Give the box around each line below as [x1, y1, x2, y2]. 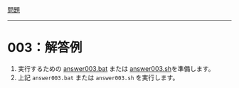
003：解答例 [7, 40, 83, 56]
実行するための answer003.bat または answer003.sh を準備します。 [17, 64, 215, 72]
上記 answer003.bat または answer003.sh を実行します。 [17, 73, 179, 82]
